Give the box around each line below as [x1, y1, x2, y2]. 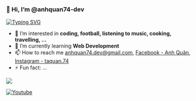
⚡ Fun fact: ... [14, 64, 47, 71]
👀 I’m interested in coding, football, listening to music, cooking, [14, 30, 172, 37]
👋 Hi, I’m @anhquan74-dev [6, 5, 84, 14]
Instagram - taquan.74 [14, 58, 69, 65]
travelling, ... [14, 36, 47, 43]
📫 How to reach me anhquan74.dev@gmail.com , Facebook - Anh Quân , [14, 49, 191, 56]
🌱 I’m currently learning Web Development [14, 42, 119, 49]
